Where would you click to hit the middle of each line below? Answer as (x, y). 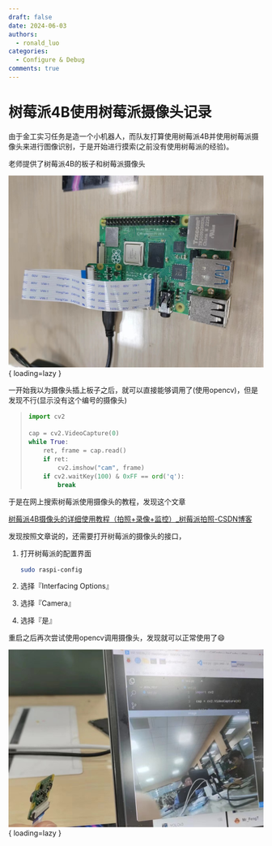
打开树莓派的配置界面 (55, 553)
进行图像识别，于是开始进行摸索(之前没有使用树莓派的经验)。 (132, 146)
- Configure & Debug (50, 60)
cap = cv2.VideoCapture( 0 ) (74, 434)
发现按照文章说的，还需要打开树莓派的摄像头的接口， (97, 536)
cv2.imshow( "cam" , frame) (101, 468)
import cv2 (47, 417)
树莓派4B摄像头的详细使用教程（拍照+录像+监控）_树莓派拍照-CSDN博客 (130, 519)
